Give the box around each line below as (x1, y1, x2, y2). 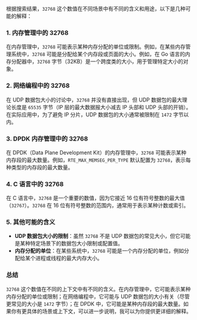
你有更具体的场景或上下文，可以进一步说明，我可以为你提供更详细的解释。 (11, 308, 192, 315)
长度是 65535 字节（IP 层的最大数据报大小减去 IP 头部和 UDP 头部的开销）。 (11, 103, 192, 110)
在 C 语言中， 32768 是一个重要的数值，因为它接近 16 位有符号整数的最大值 (6, 194, 185, 202)
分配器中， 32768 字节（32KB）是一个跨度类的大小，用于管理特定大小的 (11, 58, 183, 65)
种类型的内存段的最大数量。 (6, 164, 74, 171)
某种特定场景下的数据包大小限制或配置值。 (19, 240, 123, 247)
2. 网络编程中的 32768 (6, 81, 70, 90)
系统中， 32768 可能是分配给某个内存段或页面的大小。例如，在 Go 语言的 (11, 51, 185, 58)
